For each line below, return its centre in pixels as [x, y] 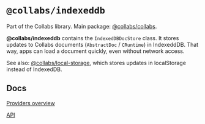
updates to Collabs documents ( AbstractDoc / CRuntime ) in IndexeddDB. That [102, 44]
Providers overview [31, 103]
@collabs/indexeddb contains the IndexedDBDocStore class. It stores [93, 38]
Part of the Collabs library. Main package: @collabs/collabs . [82, 26]
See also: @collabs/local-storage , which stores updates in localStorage [96, 63]
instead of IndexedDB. [34, 69]
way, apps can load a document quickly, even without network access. [95, 51]
